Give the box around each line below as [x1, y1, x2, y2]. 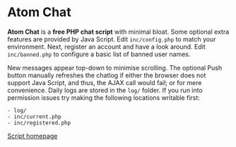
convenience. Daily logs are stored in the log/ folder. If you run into [7, 86, 203, 94]
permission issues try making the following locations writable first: [7, 93, 200, 102]
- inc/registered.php [7, 119, 71, 127]
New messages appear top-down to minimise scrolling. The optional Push [7, 63, 223, 72]
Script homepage [7, 132, 58, 140]
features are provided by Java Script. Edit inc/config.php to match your [7, 34, 216, 43]
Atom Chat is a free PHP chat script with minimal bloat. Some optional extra [7, 27, 230, 36]
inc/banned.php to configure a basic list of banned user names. [7, 50, 191, 58]
